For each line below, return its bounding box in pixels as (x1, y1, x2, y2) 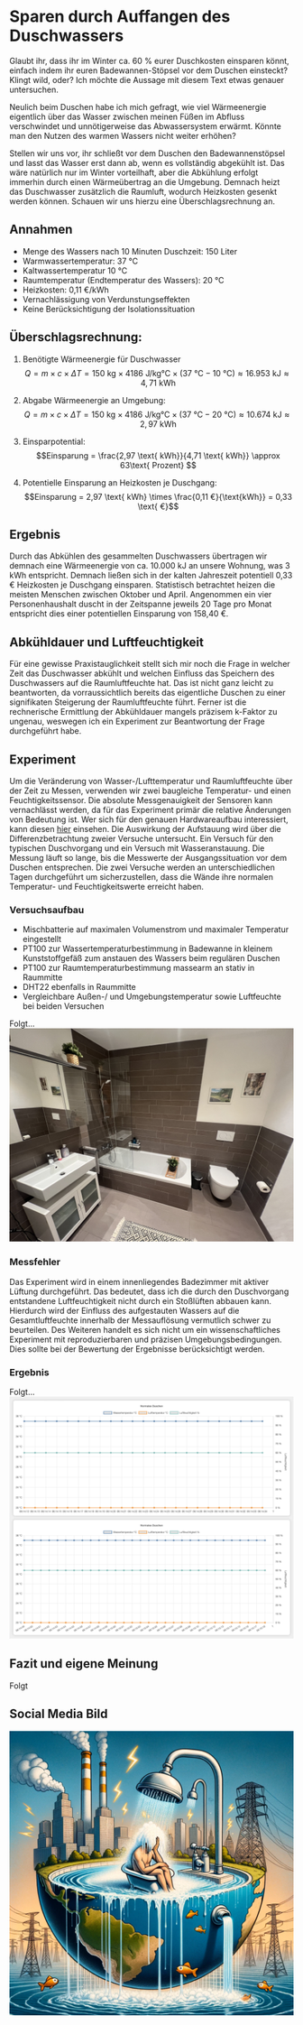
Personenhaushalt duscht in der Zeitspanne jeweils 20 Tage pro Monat (9, 598, 272, 610)
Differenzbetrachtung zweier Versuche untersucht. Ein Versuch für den (9, 833, 273, 844)
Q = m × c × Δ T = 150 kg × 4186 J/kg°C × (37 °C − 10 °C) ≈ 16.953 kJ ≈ (24, 367, 290, 378)
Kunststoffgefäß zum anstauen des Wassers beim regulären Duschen (22, 953, 280, 964)
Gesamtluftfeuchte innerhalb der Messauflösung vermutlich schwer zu (9, 1315, 271, 1326)
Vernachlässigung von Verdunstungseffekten (22, 293, 191, 304)
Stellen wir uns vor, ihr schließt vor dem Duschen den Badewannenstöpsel (9, 147, 286, 159)
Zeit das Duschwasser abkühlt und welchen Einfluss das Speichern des (9, 668, 275, 679)
